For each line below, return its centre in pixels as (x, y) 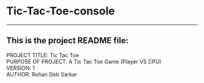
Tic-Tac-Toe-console (61, 11)
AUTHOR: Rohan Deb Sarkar (42, 74)
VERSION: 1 (21, 68)
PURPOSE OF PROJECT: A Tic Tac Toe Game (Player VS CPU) (84, 61)
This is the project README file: (67, 41)
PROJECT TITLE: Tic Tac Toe (43, 55)
